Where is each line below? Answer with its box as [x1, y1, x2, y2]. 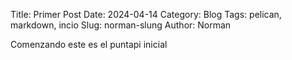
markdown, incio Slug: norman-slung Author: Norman [10, 19, 232, 31]
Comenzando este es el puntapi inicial [10, 39, 168, 50]
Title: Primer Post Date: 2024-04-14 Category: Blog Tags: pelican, [10, 9, 282, 20]
